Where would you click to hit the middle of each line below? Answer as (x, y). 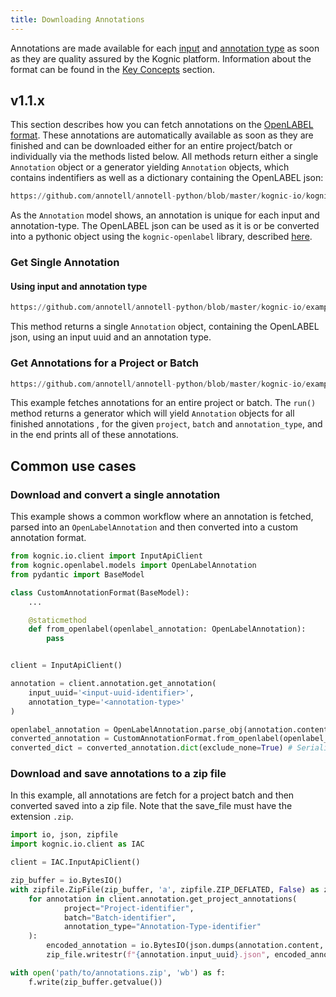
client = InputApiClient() (66, 666)
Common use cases (73, 466)
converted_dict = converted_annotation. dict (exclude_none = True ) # (151, 748)
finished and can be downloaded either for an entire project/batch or (151, 146)
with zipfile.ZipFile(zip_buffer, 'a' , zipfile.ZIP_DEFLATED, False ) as (165, 889)
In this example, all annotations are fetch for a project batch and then (152, 795)
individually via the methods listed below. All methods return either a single (164, 157)
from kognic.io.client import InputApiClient (106, 556)
